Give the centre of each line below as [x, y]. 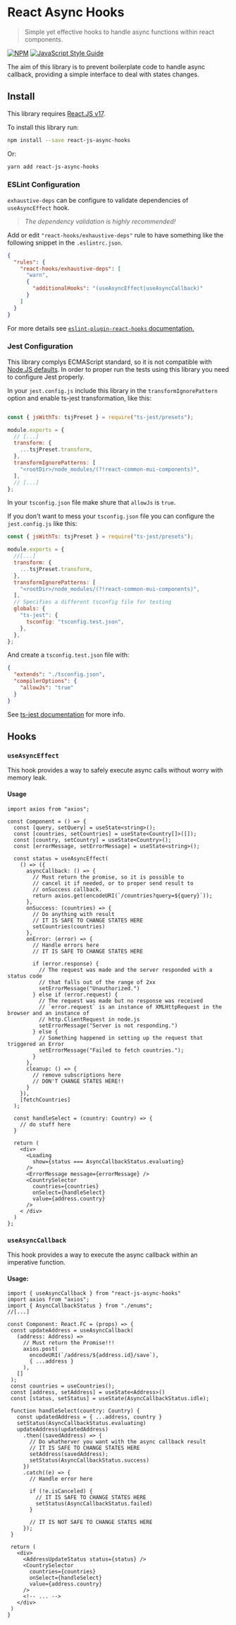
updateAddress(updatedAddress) [63, 1430]
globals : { [30, 609]
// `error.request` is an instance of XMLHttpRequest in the [130, 1007]
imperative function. [36, 1262]
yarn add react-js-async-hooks [53, 167]
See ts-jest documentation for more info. [66, 714]
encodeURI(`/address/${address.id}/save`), [94, 1355]
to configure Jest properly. [46, 377]
